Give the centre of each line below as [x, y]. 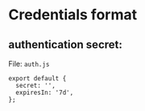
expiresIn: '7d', [45, 92]
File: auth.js [29, 64]
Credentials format [73, 15]
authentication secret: [65, 45]
